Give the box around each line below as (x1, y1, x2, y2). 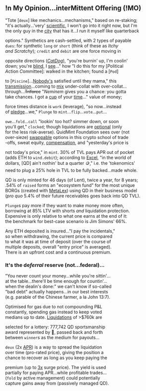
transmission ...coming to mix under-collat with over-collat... (5, 83, 127, 89)
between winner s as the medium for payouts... (5, 335, 100, 341)
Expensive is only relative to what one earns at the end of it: (5, 213, 128, 219)
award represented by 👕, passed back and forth (5, 329, 103, 335)
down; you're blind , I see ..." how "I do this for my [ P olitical (5, 63, 124, 69)
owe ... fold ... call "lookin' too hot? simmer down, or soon (5, 118, 119, 124)
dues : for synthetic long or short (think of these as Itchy (5, 42, 119, 49)
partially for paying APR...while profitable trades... (5, 370, 107, 376)
